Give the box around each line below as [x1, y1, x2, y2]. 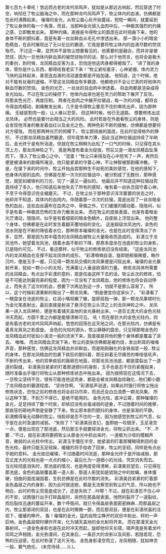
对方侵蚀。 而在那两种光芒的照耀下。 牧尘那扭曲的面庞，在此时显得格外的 [5, 128, 155, 134]
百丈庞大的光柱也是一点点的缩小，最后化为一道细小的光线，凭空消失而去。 [5, 457, 157, 463]
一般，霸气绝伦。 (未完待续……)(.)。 [5, 544, 78, 550]
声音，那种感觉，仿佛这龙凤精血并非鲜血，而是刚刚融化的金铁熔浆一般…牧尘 [5, 345, 161, 351]
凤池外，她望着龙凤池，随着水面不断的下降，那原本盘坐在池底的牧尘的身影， [5, 240, 161, 246]
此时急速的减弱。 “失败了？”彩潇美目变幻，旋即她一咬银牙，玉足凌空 [18, 420, 158, 426]
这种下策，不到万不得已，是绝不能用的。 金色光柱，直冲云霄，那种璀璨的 [9, 395, 158, 401]
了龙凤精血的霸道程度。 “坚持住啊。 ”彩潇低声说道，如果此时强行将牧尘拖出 [5, 382, 159, 388]
